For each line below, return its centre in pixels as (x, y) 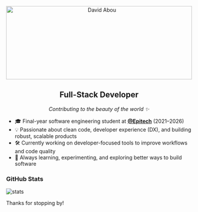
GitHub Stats (25, 179)
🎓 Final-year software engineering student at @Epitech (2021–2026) (99, 121)
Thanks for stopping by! (35, 203)
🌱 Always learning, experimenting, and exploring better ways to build (98, 157)
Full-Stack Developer (99, 95)
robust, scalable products (46, 136)
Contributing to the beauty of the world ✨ (99, 109)
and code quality (35, 151)
